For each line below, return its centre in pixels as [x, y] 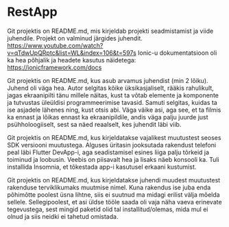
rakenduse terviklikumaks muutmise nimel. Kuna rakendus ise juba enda [109, 187]
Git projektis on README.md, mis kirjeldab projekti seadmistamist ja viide [110, 31]
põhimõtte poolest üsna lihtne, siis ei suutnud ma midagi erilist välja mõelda [114, 194]
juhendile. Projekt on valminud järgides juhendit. [75, 38]
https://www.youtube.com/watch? [55, 45]
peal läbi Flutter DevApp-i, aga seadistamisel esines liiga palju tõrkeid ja [108, 152]
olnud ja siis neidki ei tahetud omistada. [63, 216]
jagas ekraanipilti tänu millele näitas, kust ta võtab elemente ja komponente [113, 95]
